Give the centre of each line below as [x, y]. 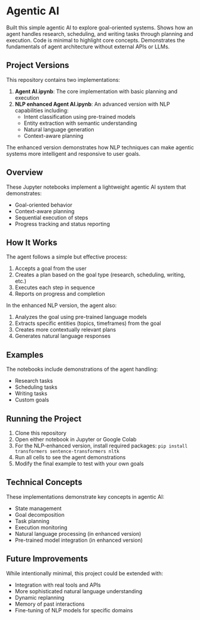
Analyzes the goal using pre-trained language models [81, 317]
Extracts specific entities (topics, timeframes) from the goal [88, 323]
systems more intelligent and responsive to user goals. [73, 154]
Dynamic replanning [39, 597]
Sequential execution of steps [51, 217]
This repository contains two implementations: [63, 79]
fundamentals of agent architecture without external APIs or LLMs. [88, 47]
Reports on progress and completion [60, 294]
